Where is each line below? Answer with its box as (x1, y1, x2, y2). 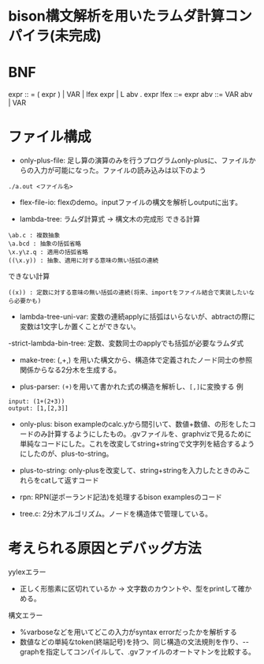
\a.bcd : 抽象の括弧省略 (8, 240, 81, 248)
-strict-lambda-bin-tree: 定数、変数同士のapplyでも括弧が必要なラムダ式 (8, 338, 244, 348)
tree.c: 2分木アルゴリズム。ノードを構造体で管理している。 (19, 509, 213, 519)
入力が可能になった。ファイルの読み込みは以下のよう (33, 166, 206, 175)
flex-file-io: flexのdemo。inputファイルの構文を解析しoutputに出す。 (19, 198, 243, 207)
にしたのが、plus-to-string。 (19, 449, 113, 458)
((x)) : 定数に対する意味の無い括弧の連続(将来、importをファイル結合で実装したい (8, 289, 249, 297)
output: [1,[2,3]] (8, 405, 69, 412)
